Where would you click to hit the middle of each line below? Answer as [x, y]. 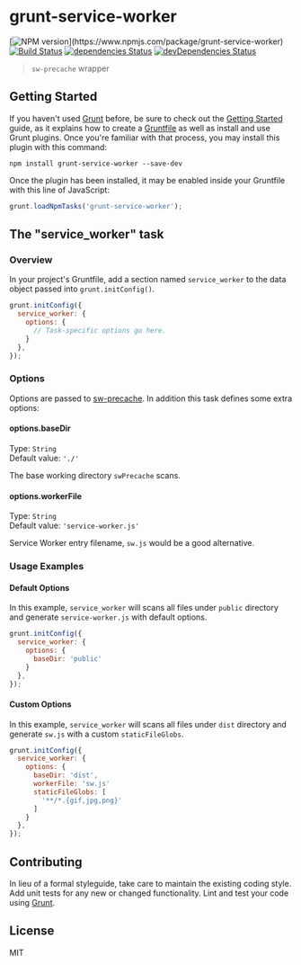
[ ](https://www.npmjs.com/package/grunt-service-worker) [146, 41]
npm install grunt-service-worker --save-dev [96, 164]
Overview [31, 260]
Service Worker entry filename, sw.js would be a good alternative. [132, 543]
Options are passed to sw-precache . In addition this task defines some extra [151, 398]
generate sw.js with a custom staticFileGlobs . [97, 734]
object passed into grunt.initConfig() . [82, 289]
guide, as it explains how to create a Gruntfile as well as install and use [140, 128]
